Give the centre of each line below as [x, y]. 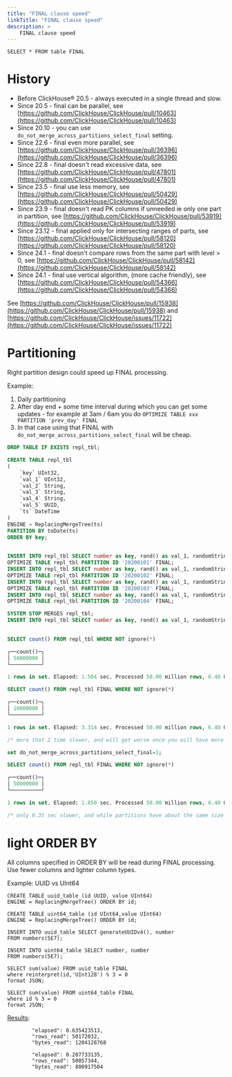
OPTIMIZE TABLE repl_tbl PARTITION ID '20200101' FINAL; [91, 563]
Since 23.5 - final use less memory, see [73, 187]
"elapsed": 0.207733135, [68, 1054]
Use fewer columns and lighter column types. [72, 869]
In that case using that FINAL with [65, 427]
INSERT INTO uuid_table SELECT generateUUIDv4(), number [91, 932]
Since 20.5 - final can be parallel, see [70, 106]
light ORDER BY [52, 843]
